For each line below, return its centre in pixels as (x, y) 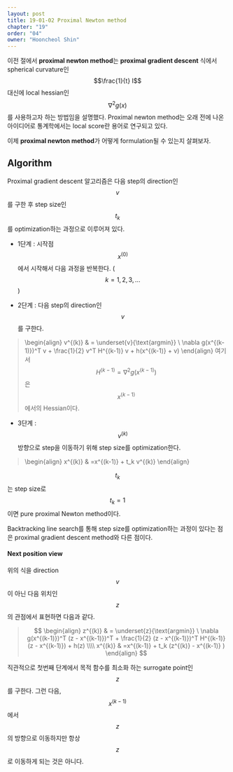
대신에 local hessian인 (38, 93)
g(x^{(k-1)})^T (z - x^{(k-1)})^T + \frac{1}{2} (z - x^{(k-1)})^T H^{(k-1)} (126, 638)
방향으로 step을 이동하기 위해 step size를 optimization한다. (99, 448)
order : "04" (24, 33)
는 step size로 (27, 489)
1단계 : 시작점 (35, 244)
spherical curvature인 (38, 69)
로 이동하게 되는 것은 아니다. (45, 761)
